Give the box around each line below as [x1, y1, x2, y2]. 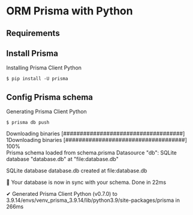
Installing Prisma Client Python [6, 64, 82, 71]
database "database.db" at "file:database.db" [6, 156, 119, 163]
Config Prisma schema [6, 92, 94, 102]
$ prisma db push [6, 120, 50, 126]
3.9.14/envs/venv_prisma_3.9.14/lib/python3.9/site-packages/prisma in [6, 196, 180, 204]
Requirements [6, 28, 60, 38]
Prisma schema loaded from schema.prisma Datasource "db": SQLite [6, 149, 177, 156]
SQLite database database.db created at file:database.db [6, 167, 147, 174]
